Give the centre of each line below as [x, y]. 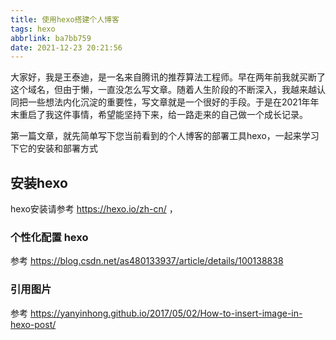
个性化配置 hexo [49, 237]
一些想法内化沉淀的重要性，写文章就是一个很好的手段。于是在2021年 [169, 102]
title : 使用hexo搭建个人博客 [65, 19]
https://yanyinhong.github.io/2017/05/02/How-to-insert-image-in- [166, 313]
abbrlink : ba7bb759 [51, 38]
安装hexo [39, 182]
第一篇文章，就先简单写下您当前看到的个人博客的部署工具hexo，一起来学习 [165, 136]
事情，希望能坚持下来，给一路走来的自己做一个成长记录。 [189, 115]
